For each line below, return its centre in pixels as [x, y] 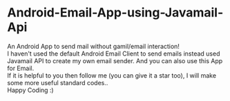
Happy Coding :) [30, 90]
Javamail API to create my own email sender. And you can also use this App [115, 60]
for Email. [21, 68]
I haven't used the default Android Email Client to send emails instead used [114, 54]
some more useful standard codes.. [58, 82]
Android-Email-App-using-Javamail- [115, 13]
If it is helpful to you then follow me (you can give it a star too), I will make [112, 75]
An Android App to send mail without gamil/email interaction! [93, 46]
